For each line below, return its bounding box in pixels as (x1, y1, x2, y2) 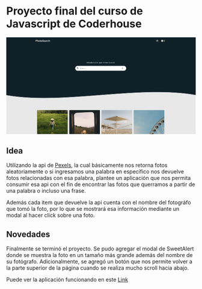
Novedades (6, 229, 50, 239)
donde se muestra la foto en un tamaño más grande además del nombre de (6, 252, 193, 259)
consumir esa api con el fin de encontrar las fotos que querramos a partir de (6, 181, 195, 188)
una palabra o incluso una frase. (6, 187, 86, 194)
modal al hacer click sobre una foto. (6, 212, 95, 219)
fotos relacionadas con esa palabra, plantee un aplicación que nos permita (6, 175, 191, 182)
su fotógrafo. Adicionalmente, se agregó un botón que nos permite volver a (6, 258, 192, 266)
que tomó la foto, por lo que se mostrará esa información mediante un (6, 205, 180, 213)
